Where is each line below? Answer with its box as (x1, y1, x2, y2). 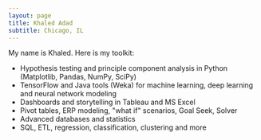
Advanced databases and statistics (19, 115, 136, 124)
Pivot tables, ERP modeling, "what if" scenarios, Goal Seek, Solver (19, 106, 238, 115)
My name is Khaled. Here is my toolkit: (8, 49, 134, 58)
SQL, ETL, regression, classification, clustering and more (19, 122, 207, 132)
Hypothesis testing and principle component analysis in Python (19, 64, 228, 73)
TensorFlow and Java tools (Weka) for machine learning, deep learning (19, 80, 254, 90)
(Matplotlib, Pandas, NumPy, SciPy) (19, 72, 137, 82)
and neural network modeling (19, 89, 117, 99)
